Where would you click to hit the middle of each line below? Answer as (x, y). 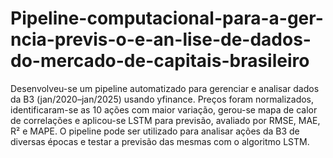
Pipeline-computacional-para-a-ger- (167, 18)
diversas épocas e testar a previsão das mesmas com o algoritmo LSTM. (160, 141)
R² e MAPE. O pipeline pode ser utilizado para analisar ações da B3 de (155, 131)
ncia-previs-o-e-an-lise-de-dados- (161, 39)
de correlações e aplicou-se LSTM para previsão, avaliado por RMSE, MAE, (165, 120)
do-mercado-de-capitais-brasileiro (160, 61)
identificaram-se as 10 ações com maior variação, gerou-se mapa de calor (164, 109)
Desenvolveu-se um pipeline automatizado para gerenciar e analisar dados (165, 88)
